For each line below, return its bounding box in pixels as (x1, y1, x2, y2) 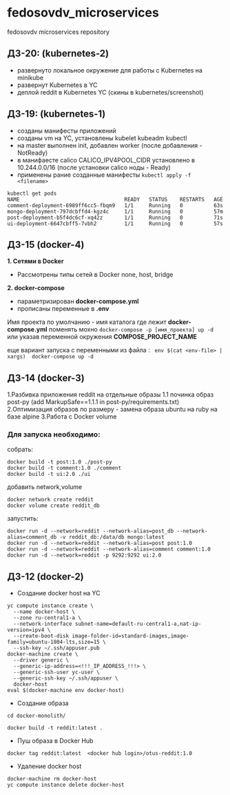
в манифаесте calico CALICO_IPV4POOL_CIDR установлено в (17, 155, 195, 164)
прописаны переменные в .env (17, 305, 109, 313)
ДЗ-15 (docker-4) (7, 238, 85, 250)
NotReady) (17, 149, 48, 157)
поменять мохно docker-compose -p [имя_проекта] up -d (48, 325, 213, 334)
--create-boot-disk (13, 633, 70, 640)
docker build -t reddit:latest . (7, 725, 103, 731)
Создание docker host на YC (17, 589, 101, 597)
